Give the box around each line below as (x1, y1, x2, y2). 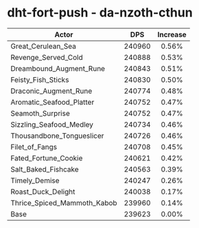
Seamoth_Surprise (10, 108, 70, 118)
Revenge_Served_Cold (10, 52, 84, 62)
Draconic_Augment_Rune (10, 86, 93, 96)
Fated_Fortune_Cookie (10, 153, 83, 163)
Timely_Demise (10, 176, 60, 185)
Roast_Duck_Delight (10, 187, 75, 196)
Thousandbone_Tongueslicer (10, 131, 104, 141)
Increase (157, 30, 187, 39)
